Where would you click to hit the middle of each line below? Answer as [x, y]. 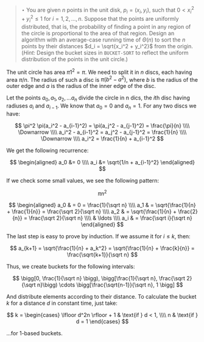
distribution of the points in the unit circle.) [74, 59]
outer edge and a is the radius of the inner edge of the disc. [81, 86]
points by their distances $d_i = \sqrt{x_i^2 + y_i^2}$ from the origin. [107, 46]
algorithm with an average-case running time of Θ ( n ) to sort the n [103, 40]
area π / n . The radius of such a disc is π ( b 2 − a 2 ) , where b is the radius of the [102, 79]
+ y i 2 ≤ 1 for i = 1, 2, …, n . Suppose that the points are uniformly [100, 19]
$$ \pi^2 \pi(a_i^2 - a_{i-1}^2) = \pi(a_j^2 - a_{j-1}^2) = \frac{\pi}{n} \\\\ [102, 125]
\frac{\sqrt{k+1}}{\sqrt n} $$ [102, 255]
